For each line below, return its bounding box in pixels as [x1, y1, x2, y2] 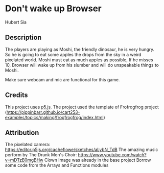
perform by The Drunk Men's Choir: [5, 152, 77, 158]
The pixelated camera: [5, 142, 50, 148]
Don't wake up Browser [5, 3, 102, 14]
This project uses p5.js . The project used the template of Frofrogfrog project [5, 104, 159, 110]
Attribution [5, 128, 39, 137]
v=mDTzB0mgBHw [5, 157, 44, 163]
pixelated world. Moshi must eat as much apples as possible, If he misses [5, 57, 153, 63]
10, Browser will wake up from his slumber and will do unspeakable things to [5, 62, 159, 68]
